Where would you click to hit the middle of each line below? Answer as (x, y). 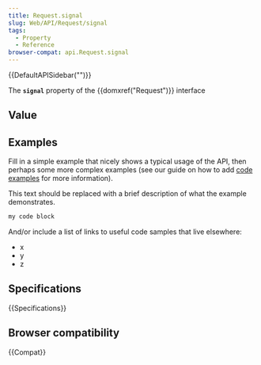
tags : (17, 30)
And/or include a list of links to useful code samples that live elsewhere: (125, 232)
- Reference (35, 45)
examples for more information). (61, 179)
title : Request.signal (45, 15)
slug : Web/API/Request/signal (58, 23)
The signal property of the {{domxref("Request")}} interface (107, 90)
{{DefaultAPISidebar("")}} (50, 75)
